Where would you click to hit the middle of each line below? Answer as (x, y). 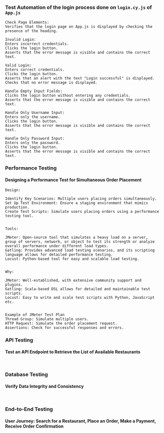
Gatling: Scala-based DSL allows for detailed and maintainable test (78, 289)
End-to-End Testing (29, 409)
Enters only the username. (33, 117)
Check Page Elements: (27, 23)
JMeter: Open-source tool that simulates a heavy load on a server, (77, 237)
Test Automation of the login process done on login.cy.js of (79, 7)
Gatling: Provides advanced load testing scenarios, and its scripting (80, 250)
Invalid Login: (21, 40)
